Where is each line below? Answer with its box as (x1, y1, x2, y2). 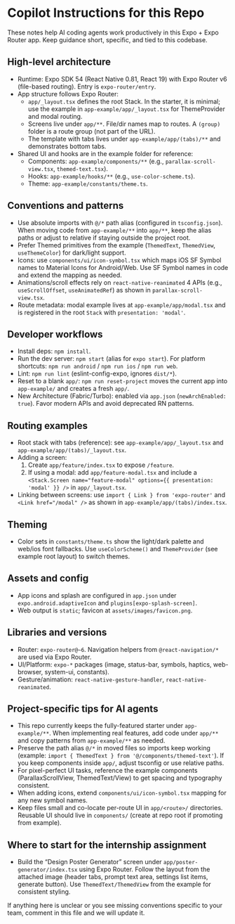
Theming (7, 518, 48, 530)
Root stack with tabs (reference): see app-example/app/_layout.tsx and (17, 438, 224, 447)
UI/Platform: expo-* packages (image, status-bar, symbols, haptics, (17, 660, 212, 669)
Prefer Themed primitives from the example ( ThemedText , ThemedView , (17, 240, 216, 249)
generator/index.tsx (17, 866, 78, 873)
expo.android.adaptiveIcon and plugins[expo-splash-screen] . (17, 598, 198, 607)
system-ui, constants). (44, 667, 110, 676)
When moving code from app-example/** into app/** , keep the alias (17, 226, 212, 234)
